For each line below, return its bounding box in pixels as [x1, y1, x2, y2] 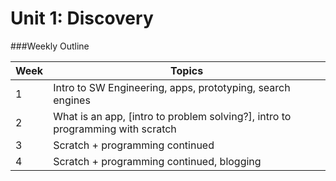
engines [53, 93, 91, 107]
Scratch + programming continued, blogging [53, 154, 262, 168]
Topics [170, 63, 204, 77]
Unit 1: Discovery [10, 7, 154, 30]
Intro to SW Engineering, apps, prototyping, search [53, 80, 291, 94]
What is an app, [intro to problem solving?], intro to [53, 109, 292, 123]
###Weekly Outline [10, 40, 90, 52]
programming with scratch [53, 122, 177, 136]
